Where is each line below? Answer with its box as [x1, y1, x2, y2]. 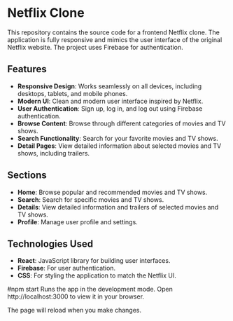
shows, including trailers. [17, 149, 90, 157]
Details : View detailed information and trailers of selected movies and [17, 203, 219, 211]
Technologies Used [7, 238, 93, 250]
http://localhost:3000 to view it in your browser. [7, 292, 145, 301]
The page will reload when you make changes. [7, 306, 142, 315]
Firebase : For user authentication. [17, 264, 116, 273]
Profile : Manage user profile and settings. [17, 217, 138, 226]
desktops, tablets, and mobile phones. [17, 89, 128, 97]
